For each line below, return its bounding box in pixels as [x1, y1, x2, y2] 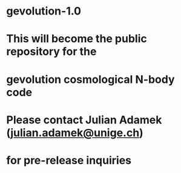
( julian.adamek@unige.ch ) [6, 126, 143, 140]
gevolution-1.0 [6, 4, 82, 18]
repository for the [6, 45, 97, 59]
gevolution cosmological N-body [6, 73, 175, 86]
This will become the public [6, 32, 147, 46]
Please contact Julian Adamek [6, 113, 162, 126]
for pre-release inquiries [6, 153, 132, 167]
